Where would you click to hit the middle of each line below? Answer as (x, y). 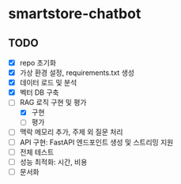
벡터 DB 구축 (39, 92)
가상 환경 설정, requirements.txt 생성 (77, 73)
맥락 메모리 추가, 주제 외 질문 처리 (71, 132)
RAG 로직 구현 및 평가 (53, 103)
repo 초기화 (38, 63)
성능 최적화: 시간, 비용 (53, 162)
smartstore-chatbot (75, 14)
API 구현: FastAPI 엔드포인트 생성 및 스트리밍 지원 (96, 142)
